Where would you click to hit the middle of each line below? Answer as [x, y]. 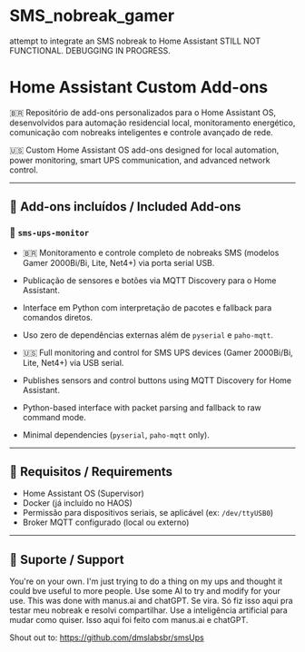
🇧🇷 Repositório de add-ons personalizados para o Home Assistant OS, [143, 112]
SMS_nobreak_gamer [92, 16]
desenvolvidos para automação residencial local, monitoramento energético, [152, 123]
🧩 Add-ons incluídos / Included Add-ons [125, 207]
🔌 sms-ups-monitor [49, 232]
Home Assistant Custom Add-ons [139, 88]
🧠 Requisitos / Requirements [91, 472]
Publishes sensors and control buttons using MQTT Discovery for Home [157, 380]
